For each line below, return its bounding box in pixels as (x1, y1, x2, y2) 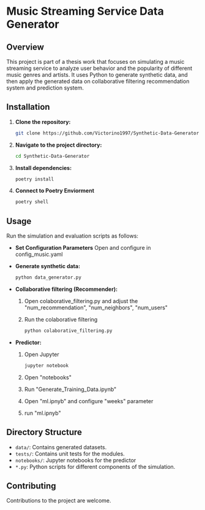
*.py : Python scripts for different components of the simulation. (15, 463, 176, 470)
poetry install (15, 176, 54, 182)
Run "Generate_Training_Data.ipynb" (24, 385, 117, 393)
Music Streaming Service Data (6, 4, 164, 18)
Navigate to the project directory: (15, 141, 102, 149)
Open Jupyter (24, 350, 59, 358)
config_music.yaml (15, 250, 63, 258)
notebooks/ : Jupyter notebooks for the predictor (15, 456, 136, 464)
